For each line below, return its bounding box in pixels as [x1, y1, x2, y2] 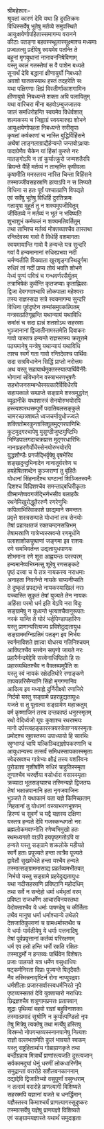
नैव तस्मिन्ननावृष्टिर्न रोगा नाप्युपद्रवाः [7, 974, 81, 981]
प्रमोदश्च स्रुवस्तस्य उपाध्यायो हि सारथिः [7, 732, 89, 739]
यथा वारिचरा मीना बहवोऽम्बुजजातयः [7, 100, 81, 108]
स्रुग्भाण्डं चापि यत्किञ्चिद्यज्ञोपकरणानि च [7, 739, 92, 748]
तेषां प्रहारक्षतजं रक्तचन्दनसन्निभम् [7, 521, 76, 530]
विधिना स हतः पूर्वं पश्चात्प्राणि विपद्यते [7, 186, 85, 194]
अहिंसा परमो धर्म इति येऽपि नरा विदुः [7, 599, 82, 607]
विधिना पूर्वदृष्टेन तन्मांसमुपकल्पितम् [7, 303, 80, 311]
